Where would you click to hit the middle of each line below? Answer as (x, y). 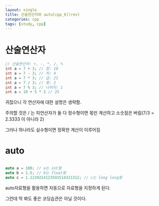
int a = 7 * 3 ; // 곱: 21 (32, 78)
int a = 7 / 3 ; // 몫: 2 (31, 83)
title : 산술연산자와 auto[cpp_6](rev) (43, 15)
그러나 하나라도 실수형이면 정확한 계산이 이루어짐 (53, 130)
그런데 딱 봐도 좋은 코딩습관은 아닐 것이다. (46, 198)
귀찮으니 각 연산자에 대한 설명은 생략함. (43, 102)
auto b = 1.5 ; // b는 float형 (36, 173)
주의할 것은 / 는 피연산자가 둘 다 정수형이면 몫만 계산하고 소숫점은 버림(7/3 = (80, 113)
